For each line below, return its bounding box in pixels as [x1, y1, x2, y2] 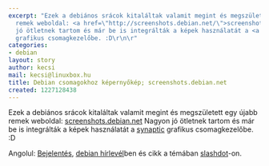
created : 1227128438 [8, 85, 78, 94]
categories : [8, 41, 48, 49]
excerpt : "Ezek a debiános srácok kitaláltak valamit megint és [8, 11, 227, 20]
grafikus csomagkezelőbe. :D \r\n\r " [15, 34, 138, 42]
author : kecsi [8, 64, 56, 72]
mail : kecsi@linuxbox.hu [8, 71, 91, 79]
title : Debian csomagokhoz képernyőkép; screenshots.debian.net [8, 78, 227, 86]
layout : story [8, 57, 56, 65]
